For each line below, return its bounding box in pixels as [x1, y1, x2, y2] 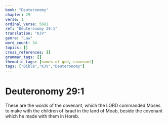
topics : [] [5, 45, 28, 50]
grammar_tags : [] [5, 54, 42, 60]
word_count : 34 [5, 40, 37, 46]
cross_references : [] [5, 50, 51, 55]
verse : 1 [5, 17, 24, 22]
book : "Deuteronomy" [5, 7, 49, 13]
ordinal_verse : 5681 [5, 21, 49, 27]
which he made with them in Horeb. [5, 113, 79, 119]
